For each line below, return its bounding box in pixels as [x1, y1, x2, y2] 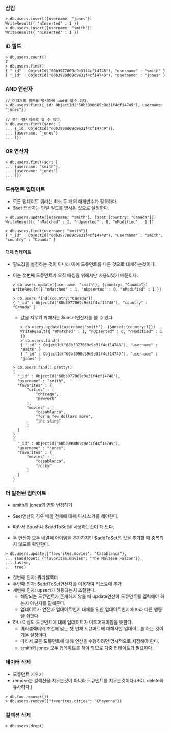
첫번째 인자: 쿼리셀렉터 [12, 574, 58, 580]
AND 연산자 [5, 85, 33, 93]
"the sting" [35, 418, 61, 424]
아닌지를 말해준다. [30, 599, 66, 606]
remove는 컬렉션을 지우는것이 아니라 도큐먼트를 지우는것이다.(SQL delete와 [12, 678, 164, 684]
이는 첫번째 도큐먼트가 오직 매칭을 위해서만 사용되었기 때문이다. [12, 272, 139, 278]
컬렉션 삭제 [5, 712, 31, 719]
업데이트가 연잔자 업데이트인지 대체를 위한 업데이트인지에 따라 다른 [20, 606, 153, 612]
